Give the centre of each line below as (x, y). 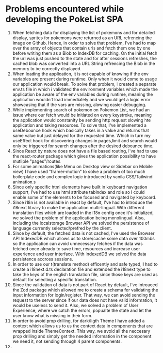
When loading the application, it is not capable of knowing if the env (81, 74)
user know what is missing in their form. (52, 315)
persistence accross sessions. (43, 259)
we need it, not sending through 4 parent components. (67, 341)
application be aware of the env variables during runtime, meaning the (83, 94)
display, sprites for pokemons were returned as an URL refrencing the (82, 38)
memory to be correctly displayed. (47, 68)
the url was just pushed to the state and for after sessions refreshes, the (85, 58)
